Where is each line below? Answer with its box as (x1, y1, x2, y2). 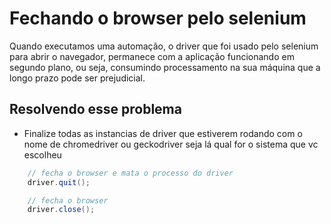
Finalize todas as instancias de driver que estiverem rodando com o (23, 127, 303, 139)
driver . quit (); (27, 177, 91, 187)
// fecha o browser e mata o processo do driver (27, 168, 234, 178)
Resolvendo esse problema (9, 101, 182, 118)
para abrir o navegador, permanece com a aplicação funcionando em (9, 50, 295, 62)
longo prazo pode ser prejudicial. (9, 72, 146, 84)
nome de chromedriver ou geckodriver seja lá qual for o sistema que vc (23, 138, 319, 150)
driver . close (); (27, 205, 96, 215)
